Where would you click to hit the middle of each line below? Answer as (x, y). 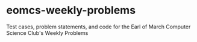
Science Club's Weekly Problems (47, 33)
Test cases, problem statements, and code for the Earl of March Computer (98, 27)
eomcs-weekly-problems (71, 10)
